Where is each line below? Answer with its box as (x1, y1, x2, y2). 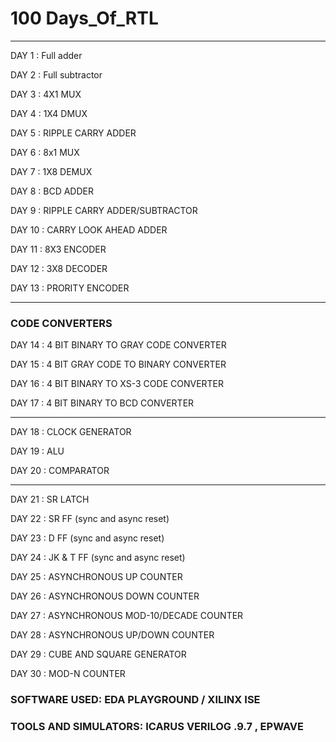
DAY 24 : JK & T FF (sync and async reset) (10, 552, 186, 564)
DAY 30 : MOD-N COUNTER (10, 668, 126, 680)
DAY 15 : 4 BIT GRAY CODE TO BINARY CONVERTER (10, 358, 227, 371)
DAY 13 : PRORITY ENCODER (10, 282, 130, 294)
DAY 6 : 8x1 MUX (10, 146, 80, 158)
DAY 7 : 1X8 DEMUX (10, 165, 93, 177)
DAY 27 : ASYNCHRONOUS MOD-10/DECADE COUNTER (10, 610, 244, 622)
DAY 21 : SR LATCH (10, 493, 90, 506)
